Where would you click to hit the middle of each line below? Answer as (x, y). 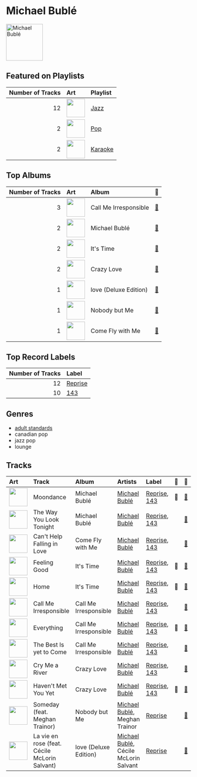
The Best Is (49, 645)
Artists (127, 482)
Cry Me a (46, 665)
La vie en (46, 736)
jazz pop (25, 440)
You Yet (44, 693)
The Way (45, 512)
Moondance (50, 497)
